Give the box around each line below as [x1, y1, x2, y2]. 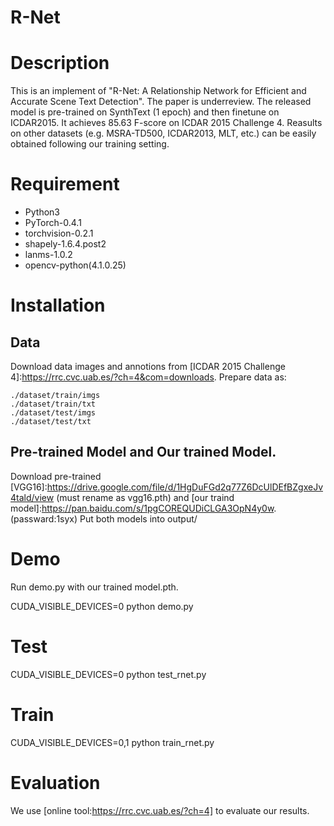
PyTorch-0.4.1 [24, 217, 82, 229]
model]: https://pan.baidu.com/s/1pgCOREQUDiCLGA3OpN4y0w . [10, 502, 277, 514]
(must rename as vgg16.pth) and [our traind [56, 491, 235, 503]
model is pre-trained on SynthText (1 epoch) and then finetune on [10, 106, 280, 118]
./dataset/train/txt [10, 399, 97, 410]
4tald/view [10, 491, 55, 503]
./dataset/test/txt [10, 417, 92, 427]
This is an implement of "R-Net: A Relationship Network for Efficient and [10, 85, 307, 97]
